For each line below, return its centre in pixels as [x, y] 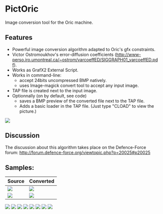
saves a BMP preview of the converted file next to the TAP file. [82, 101]
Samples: [20, 168]
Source [16, 181]
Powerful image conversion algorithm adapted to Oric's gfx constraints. [84, 49]
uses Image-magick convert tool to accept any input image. [79, 85]
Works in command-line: [37, 75]
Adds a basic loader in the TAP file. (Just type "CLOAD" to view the [87, 106]
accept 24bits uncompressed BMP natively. [63, 80]
